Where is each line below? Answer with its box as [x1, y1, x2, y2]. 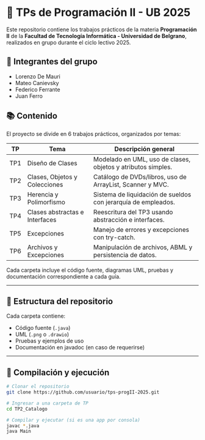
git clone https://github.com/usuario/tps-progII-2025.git [6, 389, 160, 395]
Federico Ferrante [15, 86, 60, 93]
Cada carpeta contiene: [6, 312, 66, 320]
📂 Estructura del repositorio [6, 296, 113, 307]
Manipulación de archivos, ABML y [93, 243, 193, 252]
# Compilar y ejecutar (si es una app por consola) [6, 417, 140, 423]
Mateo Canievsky [15, 79, 59, 86]
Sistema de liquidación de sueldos [93, 190, 192, 198]
